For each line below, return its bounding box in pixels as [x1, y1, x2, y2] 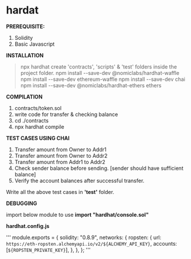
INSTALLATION [6, 52, 44, 59]
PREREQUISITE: [6, 23, 45, 30]
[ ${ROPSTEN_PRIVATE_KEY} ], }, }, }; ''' [6, 246, 91, 253]
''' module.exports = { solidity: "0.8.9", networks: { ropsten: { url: [6, 234, 162, 241]
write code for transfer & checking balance [14, 111, 118, 118]
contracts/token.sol [14, 104, 62, 111]
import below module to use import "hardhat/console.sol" [6, 211, 149, 218]
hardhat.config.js [6, 222, 50, 229]
